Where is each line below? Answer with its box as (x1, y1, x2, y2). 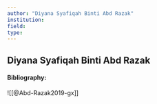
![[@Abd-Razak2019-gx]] (7, 88, 79, 96)
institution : (7, 16, 45, 23)
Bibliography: (7, 73, 47, 82)
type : (7, 29, 23, 36)
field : (7, 23, 26, 29)
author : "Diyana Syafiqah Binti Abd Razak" (7, 10, 134, 17)
